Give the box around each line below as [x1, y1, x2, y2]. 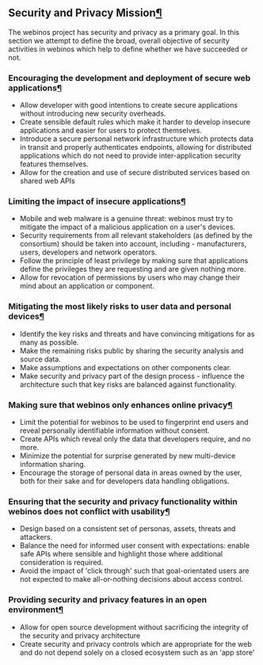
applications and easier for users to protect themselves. [19, 126, 202, 136]
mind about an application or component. [19, 281, 154, 291]
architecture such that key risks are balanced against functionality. [19, 380, 238, 389]
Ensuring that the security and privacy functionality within [8, 495, 238, 506]
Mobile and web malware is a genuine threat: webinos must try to [19, 214, 234, 224]
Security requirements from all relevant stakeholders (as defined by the [19, 231, 253, 240]
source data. [19, 354, 61, 364]
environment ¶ [8, 604, 64, 615]
